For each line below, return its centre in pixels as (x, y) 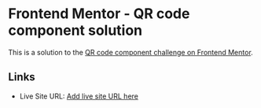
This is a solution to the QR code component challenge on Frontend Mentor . (130, 52)
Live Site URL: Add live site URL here (79, 96)
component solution (75, 30)
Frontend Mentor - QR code (99, 14)
